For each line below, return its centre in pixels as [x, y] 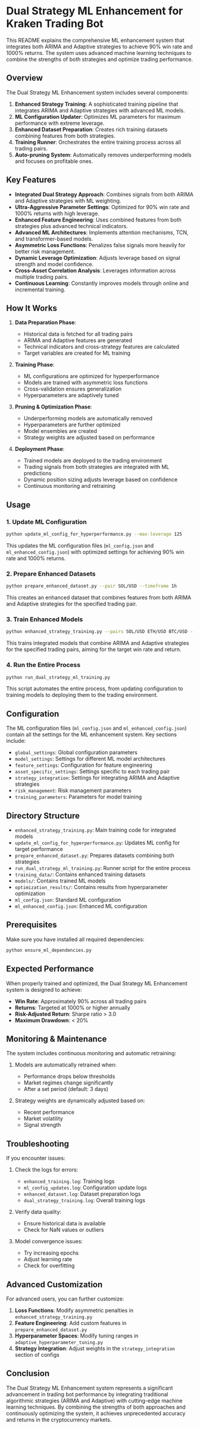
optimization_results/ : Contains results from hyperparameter [91, 887]
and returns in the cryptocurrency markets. [59, 1419]
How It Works [32, 308]
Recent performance [49, 1113]
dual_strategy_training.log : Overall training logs [85, 1200]
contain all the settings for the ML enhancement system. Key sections [92, 735]
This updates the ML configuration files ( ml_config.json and [80, 545]
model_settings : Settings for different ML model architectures [90, 759]
